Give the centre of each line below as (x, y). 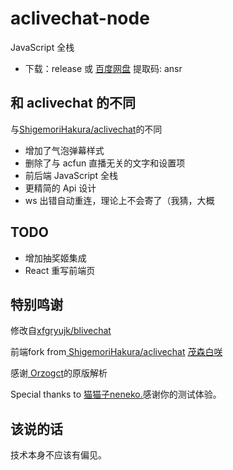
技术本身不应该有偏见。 (58, 455)
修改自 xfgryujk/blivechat (61, 331)
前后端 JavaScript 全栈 (71, 175)
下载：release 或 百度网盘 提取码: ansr (103, 68)
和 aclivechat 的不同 (73, 103)
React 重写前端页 (60, 270)
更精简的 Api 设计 (60, 188)
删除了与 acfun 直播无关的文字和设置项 (105, 163)
